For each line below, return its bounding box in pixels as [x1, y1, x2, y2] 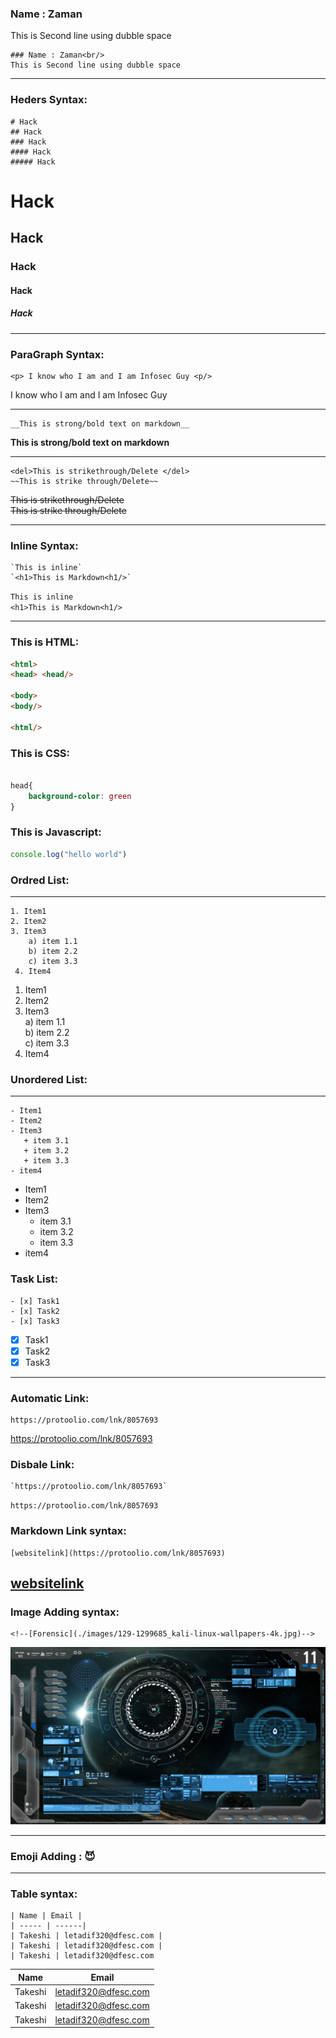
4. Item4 [14, 966, 52, 976]
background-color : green [28, 791, 132, 801]
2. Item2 [10, 916, 47, 926]
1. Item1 [10, 906, 47, 916]
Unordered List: [10, 1072, 88, 1086]
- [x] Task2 [10, 1306, 60, 1316]
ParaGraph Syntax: [10, 347, 105, 361]
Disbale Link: [10, 1457, 75, 1471]
